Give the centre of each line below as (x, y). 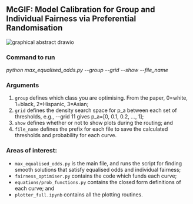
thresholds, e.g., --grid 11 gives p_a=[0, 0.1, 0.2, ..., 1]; (79, 117)
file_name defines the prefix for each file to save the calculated (91, 129)
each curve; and (34, 188)
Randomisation (34, 28)
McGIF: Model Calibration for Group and (81, 10)
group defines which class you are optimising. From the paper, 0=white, (101, 98)
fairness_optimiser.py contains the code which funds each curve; (96, 176)
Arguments (23, 86)
